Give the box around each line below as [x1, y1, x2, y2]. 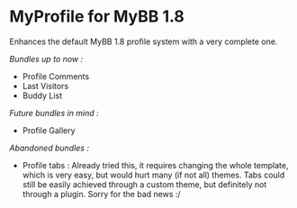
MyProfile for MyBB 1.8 [9, 6, 184, 27]
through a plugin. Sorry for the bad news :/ [22, 188, 182, 199]
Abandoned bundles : [9, 142, 90, 153]
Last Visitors [22, 80, 69, 91]
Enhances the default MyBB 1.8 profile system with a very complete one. [9, 36, 278, 47]
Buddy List [22, 90, 63, 101]
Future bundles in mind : [9, 107, 99, 118]
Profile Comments [22, 70, 90, 82]
